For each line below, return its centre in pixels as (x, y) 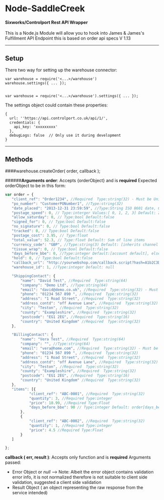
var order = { (20, 195)
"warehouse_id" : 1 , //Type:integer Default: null (63, 267)
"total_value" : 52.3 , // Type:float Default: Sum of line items (78, 240)
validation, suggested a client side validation (57, 482)
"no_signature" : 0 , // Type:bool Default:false (61, 227)
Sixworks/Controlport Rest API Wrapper (46, 22)
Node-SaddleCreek (45, 9)
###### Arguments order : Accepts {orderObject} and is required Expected (81, 181)
